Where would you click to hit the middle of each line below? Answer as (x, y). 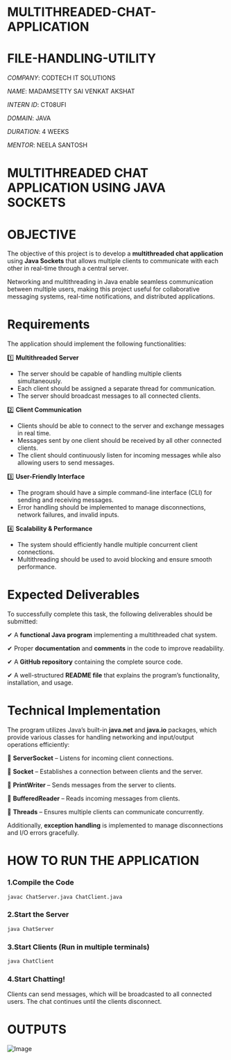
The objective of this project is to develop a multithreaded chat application (115, 253)
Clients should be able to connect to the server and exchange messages (121, 426)
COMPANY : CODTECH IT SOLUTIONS (61, 78)
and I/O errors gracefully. (43, 833)
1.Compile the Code (41, 882)
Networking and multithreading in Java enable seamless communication (110, 282)
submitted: (23, 621)
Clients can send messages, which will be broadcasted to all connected (110, 994)
